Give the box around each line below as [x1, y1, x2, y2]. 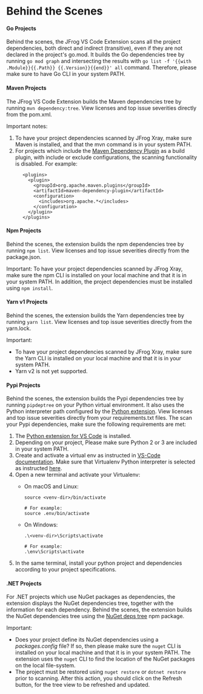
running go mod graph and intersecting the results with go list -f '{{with [6, 58, 192, 65]
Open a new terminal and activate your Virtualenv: [15, 471, 141, 479]
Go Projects [6, 24, 36, 32]
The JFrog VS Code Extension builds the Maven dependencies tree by [6, 98, 182, 105]
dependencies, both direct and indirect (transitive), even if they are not [6, 44, 183, 52]
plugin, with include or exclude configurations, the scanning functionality [15, 153, 198, 161]
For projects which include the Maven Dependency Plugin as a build [15, 147, 185, 154]
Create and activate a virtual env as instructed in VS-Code [15, 452, 161, 459]
